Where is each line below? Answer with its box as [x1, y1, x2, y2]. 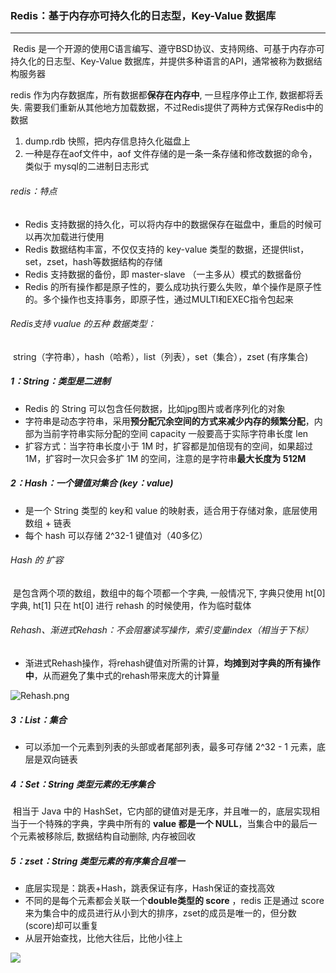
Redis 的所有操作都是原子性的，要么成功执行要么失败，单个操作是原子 [24, 280, 314, 292]
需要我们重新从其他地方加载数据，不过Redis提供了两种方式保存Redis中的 [23, 102, 324, 114]
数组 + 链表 [24, 517, 72, 529]
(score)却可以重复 [24, 919, 99, 931]
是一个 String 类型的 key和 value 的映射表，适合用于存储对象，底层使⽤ [24, 504, 318, 516]
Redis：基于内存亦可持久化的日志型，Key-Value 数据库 [10, 8, 277, 22]
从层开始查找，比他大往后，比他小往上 [24, 932, 183, 944]
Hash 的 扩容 [10, 554, 64, 566]
